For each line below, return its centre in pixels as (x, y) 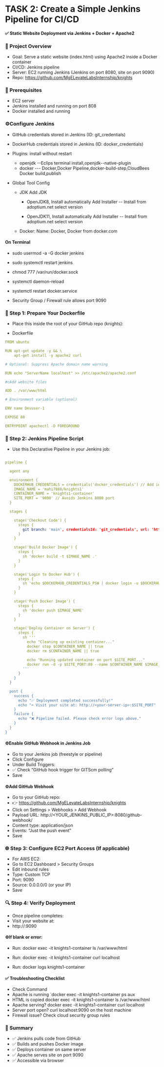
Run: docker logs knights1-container (49, 967)
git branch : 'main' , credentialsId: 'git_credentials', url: (86, 529)
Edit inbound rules (30, 869)
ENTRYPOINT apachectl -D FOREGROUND (42, 426)
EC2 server (23, 101)
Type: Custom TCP (31, 875)
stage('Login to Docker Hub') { (47, 574)
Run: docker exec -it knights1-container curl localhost (66, 957)
